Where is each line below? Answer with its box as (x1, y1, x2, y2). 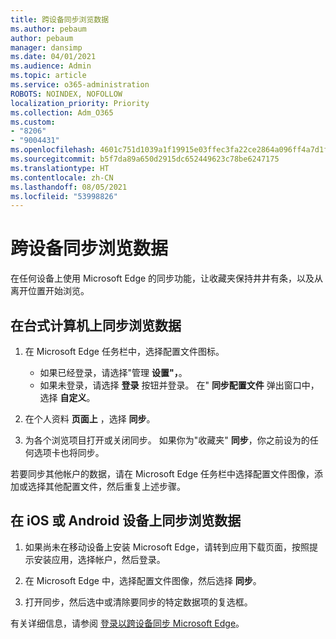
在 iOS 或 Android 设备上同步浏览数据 (10, 512, 242, 530)
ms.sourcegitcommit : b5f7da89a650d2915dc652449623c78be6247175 (10, 154, 280, 164)
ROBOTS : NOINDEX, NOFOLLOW (10, 89, 123, 99)
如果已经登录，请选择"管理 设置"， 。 (39, 367, 188, 378)
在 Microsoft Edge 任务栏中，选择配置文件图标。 (24, 346, 225, 357)
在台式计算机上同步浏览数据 (10, 317, 182, 334)
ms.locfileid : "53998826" (10, 191, 118, 201)
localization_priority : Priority (10, 98, 150, 108)
